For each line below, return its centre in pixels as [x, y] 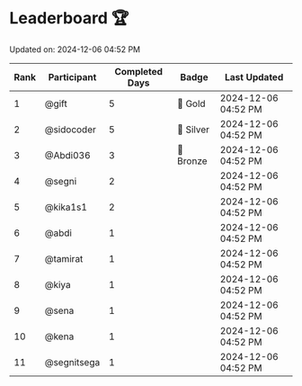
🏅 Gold [191, 103]
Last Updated [254, 76]
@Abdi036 [68, 155]
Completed [139, 71]
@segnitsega [72, 362]
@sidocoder [71, 130]
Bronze [192, 161]
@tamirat [64, 258]
